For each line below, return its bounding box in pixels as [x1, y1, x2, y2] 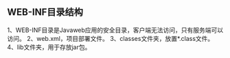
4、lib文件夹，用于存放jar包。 [7, 43, 91, 51]
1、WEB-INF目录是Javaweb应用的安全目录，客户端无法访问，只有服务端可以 [7, 26, 224, 34]
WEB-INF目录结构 [7, 6, 84, 18]
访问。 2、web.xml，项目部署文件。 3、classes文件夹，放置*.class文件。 [7, 34, 214, 42]
